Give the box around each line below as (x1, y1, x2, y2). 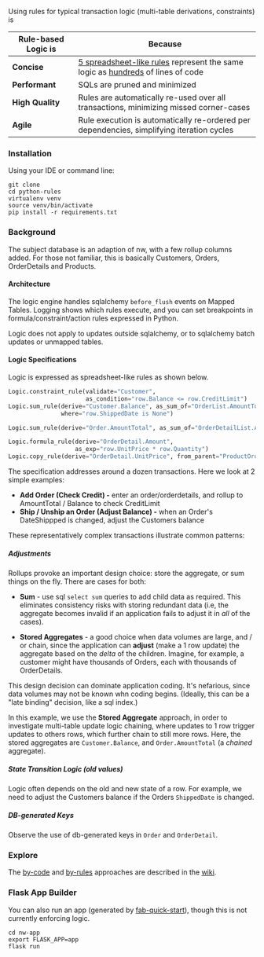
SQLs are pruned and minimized (78, 79, 196, 90)
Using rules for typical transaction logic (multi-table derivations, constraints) (8, 7, 255, 16)
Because (148, 38, 182, 49)
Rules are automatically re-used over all (78, 92, 226, 103)
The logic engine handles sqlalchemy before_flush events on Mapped (8, 296, 236, 306)
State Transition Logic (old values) (8, 764, 123, 773)
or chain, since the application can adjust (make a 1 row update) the (19, 640, 240, 650)
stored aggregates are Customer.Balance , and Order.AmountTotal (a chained (8, 738, 253, 747)
